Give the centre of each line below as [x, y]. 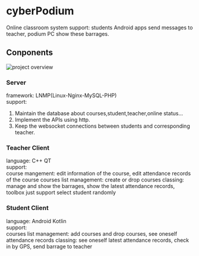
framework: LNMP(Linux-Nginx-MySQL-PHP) [61, 95]
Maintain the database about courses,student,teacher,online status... [99, 113]
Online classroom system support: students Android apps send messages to [99, 27]
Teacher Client [28, 147]
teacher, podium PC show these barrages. [58, 33]
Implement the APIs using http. [52, 120]
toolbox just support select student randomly [61, 193]
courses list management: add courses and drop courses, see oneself [92, 233]
